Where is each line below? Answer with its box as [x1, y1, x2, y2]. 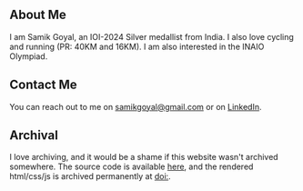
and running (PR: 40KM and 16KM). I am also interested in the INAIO [9, 41, 265, 52]
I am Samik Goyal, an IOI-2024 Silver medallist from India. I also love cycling [9, 31, 294, 42]
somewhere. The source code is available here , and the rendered [9, 161, 254, 172]
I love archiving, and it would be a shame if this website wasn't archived [9, 152, 279, 163]
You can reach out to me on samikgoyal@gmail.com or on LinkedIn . [9, 101, 262, 112]
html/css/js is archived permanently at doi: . [9, 171, 171, 182]
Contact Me [9, 77, 77, 93]
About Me [9, 7, 66, 23]
